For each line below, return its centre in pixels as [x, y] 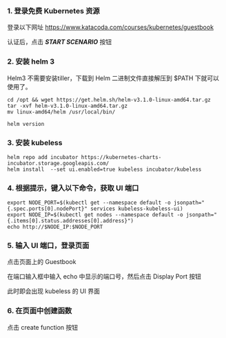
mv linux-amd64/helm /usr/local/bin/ [61, 112]
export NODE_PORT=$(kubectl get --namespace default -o [89, 203]
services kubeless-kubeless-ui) [137, 209]
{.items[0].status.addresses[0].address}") [71, 221]
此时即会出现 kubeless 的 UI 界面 [53, 291]
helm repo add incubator [43, 157]
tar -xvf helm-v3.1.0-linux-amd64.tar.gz [68, 106]
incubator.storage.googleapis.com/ [58, 163]
